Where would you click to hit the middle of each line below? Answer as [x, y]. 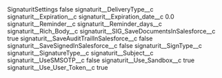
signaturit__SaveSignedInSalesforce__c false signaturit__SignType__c [104, 45]
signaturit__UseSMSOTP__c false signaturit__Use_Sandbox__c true [101, 60]
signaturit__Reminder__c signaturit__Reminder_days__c [85, 24]
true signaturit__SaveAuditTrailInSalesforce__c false [80, 38]
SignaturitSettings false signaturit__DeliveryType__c [80, 9]
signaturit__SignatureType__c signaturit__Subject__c [80, 53]
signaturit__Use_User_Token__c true [58, 67]
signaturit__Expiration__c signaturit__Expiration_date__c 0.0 [91, 16]
